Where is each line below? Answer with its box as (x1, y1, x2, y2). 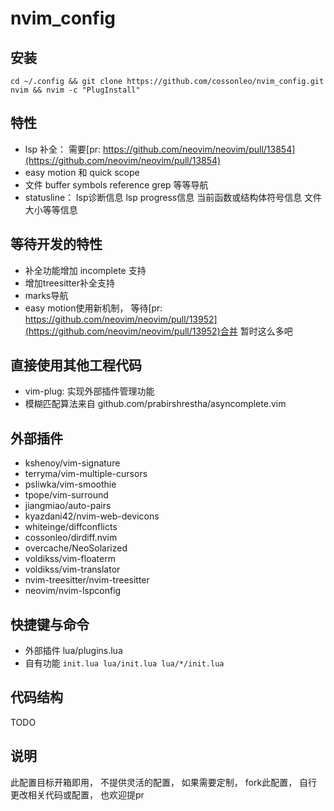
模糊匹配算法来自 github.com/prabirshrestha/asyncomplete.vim (24, 398, 287, 410)
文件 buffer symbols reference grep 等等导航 (24, 178, 209, 191)
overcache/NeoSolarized (24, 542, 128, 554)
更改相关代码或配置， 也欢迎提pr (10, 788, 145, 801)
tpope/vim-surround (24, 489, 109, 501)
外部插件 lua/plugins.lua (24, 645, 123, 657)
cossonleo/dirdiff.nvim (24, 532, 118, 544)
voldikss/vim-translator (24, 563, 121, 576)
